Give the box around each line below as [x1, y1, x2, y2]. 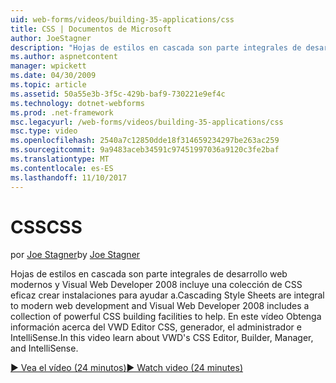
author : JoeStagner [10, 33, 92, 43]
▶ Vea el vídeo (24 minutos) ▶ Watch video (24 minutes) [10, 362, 243, 374]
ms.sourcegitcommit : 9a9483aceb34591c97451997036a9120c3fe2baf [10, 145, 280, 155]
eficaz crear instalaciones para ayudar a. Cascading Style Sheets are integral [10, 289, 325, 301]
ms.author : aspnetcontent [10, 52, 118, 62]
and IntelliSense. [10, 342, 79, 355]
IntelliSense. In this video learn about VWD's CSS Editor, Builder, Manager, [10, 332, 314, 344]
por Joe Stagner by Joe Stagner [10, 249, 141, 261]
